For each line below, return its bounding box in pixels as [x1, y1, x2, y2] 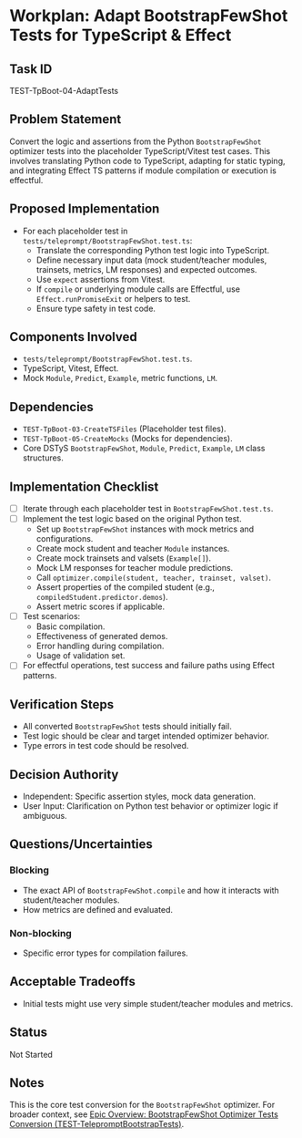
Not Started [9, 1049, 53, 1060]
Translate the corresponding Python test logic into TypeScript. [35, 244, 270, 255]
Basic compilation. [35, 621, 106, 632]
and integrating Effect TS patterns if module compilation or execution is [9, 165, 277, 176]
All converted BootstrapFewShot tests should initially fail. [22, 721, 232, 732]
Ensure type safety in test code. [35, 303, 156, 314]
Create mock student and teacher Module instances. [35, 543, 230, 554]
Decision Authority [9, 767, 119, 782]
